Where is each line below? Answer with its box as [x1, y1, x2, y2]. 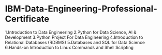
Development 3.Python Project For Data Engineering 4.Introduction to [5, 34, 144, 40]
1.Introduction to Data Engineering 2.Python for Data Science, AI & [5, 29, 137, 35]
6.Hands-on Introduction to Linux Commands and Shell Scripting [5, 44, 134, 50]
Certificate [5, 13, 49, 24]
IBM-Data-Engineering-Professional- [5, 3, 158, 14]
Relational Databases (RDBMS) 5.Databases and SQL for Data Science [5, 39, 145, 45]
